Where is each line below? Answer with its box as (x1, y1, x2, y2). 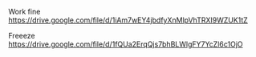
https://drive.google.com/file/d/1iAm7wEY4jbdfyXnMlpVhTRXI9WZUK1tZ (8, 15, 249, 25)
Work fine (8, 7, 41, 16)
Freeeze (8, 31, 35, 40)
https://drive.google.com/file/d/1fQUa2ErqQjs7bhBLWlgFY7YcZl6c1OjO (8, 39, 243, 49)
